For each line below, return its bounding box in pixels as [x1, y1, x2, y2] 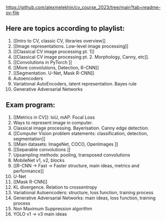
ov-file [6, 10, 19, 16]
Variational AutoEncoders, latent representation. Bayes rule [13, 80, 137, 86]
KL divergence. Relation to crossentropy [13, 184, 97, 190]
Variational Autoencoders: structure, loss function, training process [13, 189, 154, 195]
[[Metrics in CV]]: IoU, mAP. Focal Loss [13, 114, 95, 120]
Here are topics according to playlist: [6, 24, 125, 33]
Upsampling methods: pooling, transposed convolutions [13, 152, 130, 158]
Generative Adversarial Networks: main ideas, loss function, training [13, 195, 156, 201]
